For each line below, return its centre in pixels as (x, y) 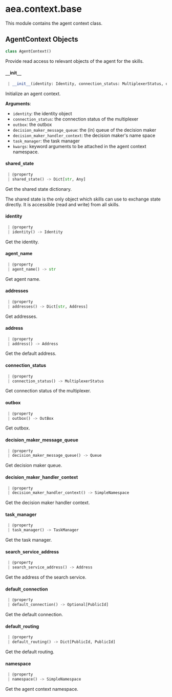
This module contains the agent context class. (54, 23)
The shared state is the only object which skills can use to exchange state (83, 199)
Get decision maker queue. (34, 466)
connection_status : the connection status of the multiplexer (76, 119)
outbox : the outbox (32, 124)
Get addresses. (21, 316)
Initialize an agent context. (33, 94)
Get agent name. (23, 279)
